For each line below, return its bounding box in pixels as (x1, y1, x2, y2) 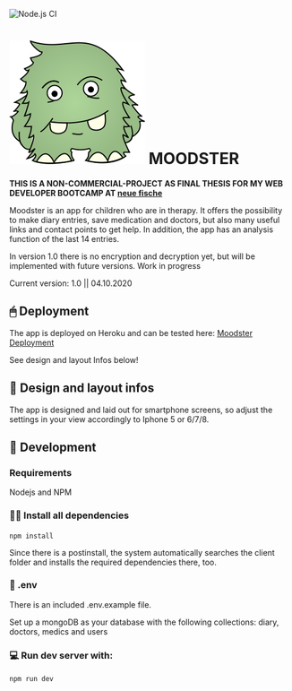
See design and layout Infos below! (9, 354, 139, 365)
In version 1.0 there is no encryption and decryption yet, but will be (9, 251, 255, 262)
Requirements (9, 466, 73, 479)
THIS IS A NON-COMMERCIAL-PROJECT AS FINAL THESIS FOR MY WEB (9, 177, 284, 188)
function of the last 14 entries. (9, 233, 120, 244)
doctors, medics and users (9, 626, 108, 636)
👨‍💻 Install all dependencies (9, 509, 130, 522)
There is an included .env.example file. (9, 599, 152, 609)
